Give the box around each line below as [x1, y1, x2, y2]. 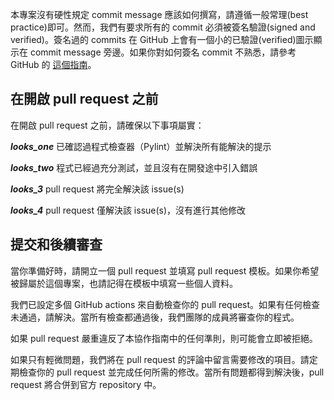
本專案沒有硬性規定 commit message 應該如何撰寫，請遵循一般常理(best [10, 9, 309, 20]
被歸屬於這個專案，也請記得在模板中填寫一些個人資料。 [10, 277, 238, 289]
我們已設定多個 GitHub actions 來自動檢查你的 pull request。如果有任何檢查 [10, 298, 321, 310]
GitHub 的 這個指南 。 [10, 59, 97, 70]
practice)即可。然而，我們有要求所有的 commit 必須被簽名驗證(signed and [10, 21, 316, 33]
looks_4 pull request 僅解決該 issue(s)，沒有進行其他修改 [10, 204, 247, 216]
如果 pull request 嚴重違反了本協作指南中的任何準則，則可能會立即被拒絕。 [10, 332, 318, 344]
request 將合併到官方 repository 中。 [10, 378, 162, 390]
